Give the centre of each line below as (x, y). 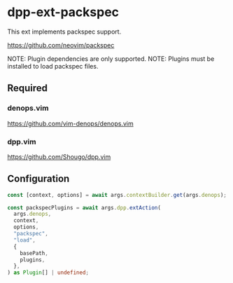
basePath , (34, 253)
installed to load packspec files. (53, 66)
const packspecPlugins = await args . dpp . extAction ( (84, 207)
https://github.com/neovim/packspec (61, 45)
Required (27, 88)
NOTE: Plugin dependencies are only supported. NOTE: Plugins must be (111, 58)
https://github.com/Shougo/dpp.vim (59, 157)
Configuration (38, 179)
